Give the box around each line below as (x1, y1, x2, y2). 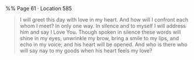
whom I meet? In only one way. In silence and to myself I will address (19, 23, 186, 29)
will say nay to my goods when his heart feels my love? (19, 47, 153, 54)
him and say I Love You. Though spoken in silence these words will (19, 29, 181, 36)
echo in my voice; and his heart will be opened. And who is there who (19, 41, 188, 48)
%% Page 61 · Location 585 (5, 5, 72, 12)
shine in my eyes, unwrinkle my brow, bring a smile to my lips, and (19, 35, 179, 41)
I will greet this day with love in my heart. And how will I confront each (19, 16, 188, 23)
